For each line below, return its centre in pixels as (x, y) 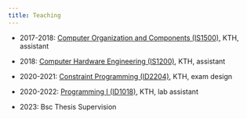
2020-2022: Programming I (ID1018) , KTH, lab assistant (109, 92)
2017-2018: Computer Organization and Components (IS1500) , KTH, (129, 38)
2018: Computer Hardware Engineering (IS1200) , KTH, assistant (122, 61)
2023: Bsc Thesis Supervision (68, 106)
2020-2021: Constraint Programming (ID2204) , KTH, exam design (126, 76)
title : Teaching (35, 15)
